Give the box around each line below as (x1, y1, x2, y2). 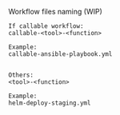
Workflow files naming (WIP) (8, 7, 102, 16)
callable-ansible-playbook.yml (8, 50, 113, 58)
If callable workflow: (8, 22, 84, 30)
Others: (8, 71, 34, 79)
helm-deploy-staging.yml (8, 99, 91, 107)
